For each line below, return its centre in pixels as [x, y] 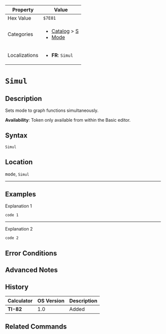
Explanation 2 [19, 229]
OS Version [51, 301]
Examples [21, 194]
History [17, 287]
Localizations [23, 55]
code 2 [12, 238]
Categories [21, 34]
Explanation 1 [19, 206]
